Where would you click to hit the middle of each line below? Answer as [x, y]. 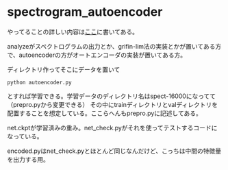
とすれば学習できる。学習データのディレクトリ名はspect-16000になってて [112, 96]
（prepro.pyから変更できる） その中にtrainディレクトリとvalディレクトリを [113, 104]
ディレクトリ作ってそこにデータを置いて [64, 69]
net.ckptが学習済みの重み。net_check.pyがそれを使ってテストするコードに [112, 127]
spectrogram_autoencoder [85, 12]
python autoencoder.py [39, 82]
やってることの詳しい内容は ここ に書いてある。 [73, 32]
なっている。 [25, 136]
